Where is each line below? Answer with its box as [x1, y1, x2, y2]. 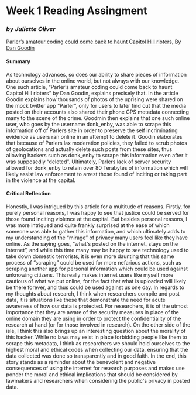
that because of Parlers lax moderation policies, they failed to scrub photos [6, 139, 187, 146]
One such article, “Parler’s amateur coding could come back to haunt [6, 83, 173, 90]
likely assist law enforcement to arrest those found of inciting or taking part [6, 170, 187, 177]
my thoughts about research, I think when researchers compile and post [6, 290, 180, 297]
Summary [6, 58, 30, 65]
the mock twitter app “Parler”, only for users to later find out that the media [6, 102, 187, 109]
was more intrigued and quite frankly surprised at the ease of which [6, 221, 170, 229]
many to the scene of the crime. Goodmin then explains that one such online [6, 114, 190, 121]
